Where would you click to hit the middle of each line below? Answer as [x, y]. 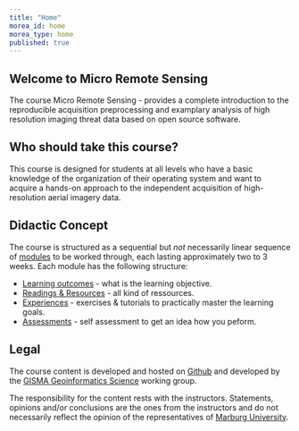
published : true [39, 42]
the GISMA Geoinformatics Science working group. [103, 380]
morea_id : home [37, 26]
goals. [33, 312]
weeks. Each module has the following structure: [99, 266]
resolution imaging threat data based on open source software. [125, 119]
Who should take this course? [94, 147]
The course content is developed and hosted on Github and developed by [145, 371]
